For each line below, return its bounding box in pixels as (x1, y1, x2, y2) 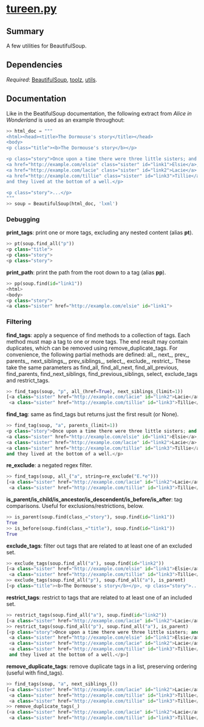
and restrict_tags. (6, 377, 50, 384)
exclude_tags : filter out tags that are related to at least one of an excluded (6, 542, 192, 549)
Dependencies (6, 60, 63, 70)
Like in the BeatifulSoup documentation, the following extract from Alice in (6, 110, 192, 117)
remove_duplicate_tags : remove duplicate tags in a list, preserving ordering (6, 663, 197, 670)
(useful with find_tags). (6, 669, 64, 677)
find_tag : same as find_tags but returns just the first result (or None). (6, 411, 179, 418)
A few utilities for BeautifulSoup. (6, 42, 87, 49)
